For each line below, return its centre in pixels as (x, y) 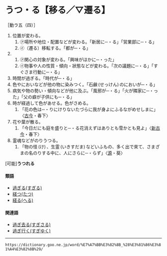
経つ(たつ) (23, 194)
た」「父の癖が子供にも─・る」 (43, 97)
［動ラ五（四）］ (22, 25)
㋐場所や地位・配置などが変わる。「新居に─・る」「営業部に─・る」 (88, 42)
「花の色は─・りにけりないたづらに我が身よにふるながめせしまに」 (89, 109)
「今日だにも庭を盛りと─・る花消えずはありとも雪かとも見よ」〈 (85, 128)
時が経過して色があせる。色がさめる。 (51, 103)
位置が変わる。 (28, 35)
